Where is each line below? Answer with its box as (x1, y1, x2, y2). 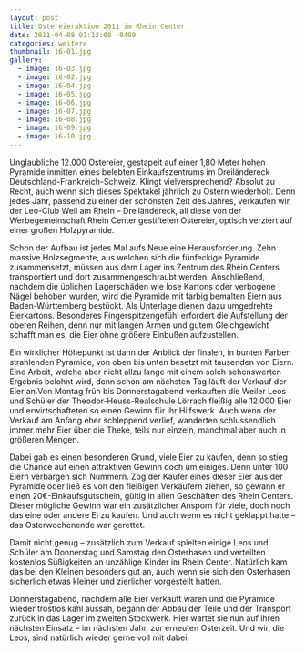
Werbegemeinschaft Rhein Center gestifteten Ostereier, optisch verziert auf (9, 215, 293, 226)
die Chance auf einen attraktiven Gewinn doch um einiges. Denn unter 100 (9, 461, 289, 472)
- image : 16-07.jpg (17, 107, 92, 116)
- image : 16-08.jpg (17, 115, 92, 124)
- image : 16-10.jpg (17, 132, 92, 141)
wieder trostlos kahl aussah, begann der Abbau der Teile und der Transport (9, 603, 291, 614)
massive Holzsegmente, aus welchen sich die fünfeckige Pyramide (9, 251, 261, 262)
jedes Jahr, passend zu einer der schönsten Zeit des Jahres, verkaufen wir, (9, 195, 292, 206)
